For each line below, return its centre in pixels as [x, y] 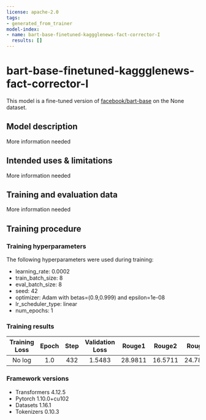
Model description [42, 127]
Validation [100, 342]
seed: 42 [26, 291]
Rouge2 [166, 346]
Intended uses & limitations [59, 161]
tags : [13, 18]
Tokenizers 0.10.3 [37, 411]
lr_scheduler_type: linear [46, 304]
